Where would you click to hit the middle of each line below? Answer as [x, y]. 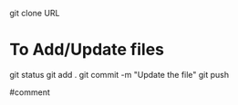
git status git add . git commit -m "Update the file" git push [119, 74]
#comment [30, 92]
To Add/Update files [87, 50]
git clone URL [35, 13]
